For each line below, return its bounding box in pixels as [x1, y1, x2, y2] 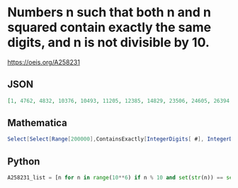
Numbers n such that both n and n [7, 4, 211, 21]
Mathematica [7, 117, 67, 129]
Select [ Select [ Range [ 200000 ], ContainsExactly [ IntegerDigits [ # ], [7, 136, 204, 143]
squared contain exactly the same [7, 19, 212, 35]
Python [7, 155, 40, 167]
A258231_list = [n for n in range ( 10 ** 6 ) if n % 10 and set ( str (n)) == [7, 175, 224, 182]
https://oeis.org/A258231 [7, 57, 80, 66]
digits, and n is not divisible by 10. [7, 35, 210, 50]
